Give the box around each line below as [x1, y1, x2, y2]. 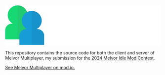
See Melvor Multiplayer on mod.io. [5, 65, 75, 71]
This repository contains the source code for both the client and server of [5, 50, 155, 56]
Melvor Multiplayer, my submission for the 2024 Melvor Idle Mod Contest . [5, 55, 155, 61]
